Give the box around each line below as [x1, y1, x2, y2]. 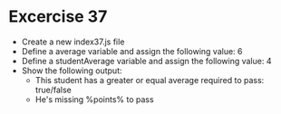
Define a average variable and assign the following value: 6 [21, 45, 243, 56]
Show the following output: [21, 65, 122, 76]
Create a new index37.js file [21, 36, 125, 47]
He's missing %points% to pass [34, 93, 155, 105]
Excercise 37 [8, 6, 108, 27]
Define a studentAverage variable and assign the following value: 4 [21, 55, 272, 66]
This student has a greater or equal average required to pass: [34, 74, 265, 85]
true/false [34, 84, 72, 95]
